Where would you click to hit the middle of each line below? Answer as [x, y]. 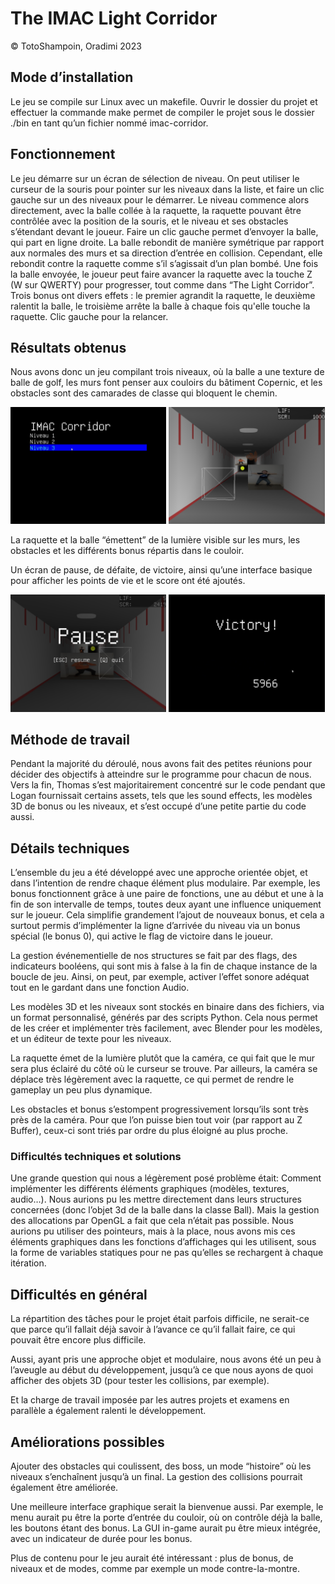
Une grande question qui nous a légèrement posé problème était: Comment [166, 1178]
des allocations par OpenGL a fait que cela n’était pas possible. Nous [152, 1221]
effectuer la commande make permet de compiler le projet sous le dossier [162, 112]
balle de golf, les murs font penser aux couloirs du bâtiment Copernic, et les [166, 383]
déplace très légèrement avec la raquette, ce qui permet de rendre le [152, 1079]
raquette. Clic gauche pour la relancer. [89, 316]
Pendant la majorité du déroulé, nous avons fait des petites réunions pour [161, 764]
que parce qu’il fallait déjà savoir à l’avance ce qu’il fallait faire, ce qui [153, 1329]
